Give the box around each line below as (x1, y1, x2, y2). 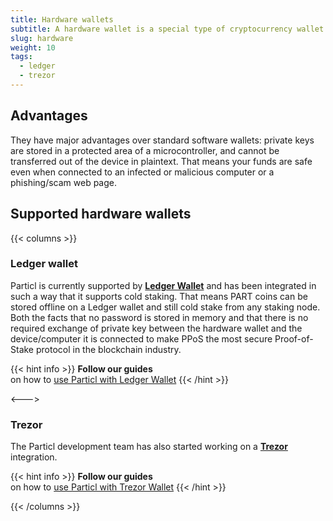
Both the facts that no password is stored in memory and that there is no (10, 311, 309, 323)
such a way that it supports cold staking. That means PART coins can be (10, 290, 308, 302)
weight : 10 (10, 42, 56, 53)
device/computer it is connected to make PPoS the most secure (10, 332, 273, 345)
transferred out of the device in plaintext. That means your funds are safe (10, 155, 313, 167)
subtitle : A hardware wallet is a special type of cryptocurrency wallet (10, 24, 325, 34)
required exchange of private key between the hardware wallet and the (10, 322, 303, 334)
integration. (10, 451, 58, 463)
